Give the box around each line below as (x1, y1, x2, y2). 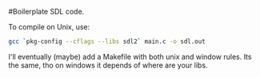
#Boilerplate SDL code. (8, 7, 85, 16)
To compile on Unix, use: (8, 22, 90, 31)
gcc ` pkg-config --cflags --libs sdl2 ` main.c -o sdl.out (8, 37, 206, 45)
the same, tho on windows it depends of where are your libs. (8, 60, 208, 70)
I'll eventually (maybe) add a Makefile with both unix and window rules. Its (8, 52, 252, 61)
